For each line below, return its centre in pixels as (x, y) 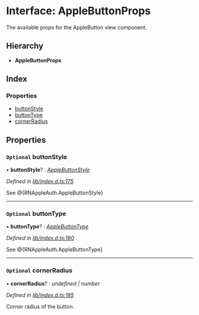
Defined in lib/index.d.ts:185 (40, 295)
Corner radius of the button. (40, 306)
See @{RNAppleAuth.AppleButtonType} (54, 250)
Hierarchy (25, 46)
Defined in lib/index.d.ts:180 (40, 238)
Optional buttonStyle (37, 157)
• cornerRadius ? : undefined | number (53, 284)
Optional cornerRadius (39, 271)
